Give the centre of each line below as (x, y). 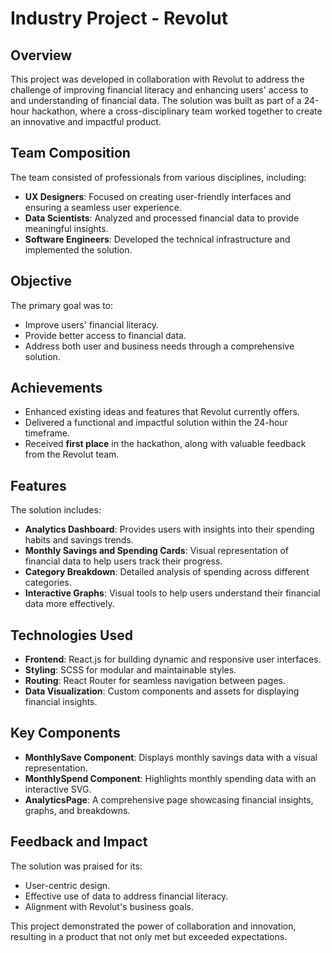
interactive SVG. (58, 789)
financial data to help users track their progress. (123, 561)
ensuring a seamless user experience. (103, 207)
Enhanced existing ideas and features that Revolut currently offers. (162, 412)
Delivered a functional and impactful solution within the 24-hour (156, 423)
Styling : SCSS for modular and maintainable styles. (130, 670)
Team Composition (70, 153)
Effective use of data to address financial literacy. (126, 896)
